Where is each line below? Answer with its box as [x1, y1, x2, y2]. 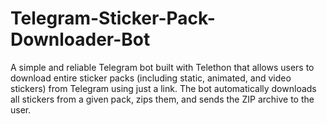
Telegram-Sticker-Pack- [10, 7, 216, 30]
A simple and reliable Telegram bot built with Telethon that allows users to [10, 61, 315, 73]
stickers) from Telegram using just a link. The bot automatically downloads [10, 82, 317, 94]
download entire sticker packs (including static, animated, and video [10, 72, 292, 84]
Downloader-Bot [10, 28, 151, 51]
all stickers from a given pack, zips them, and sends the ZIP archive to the [10, 93, 315, 105]
